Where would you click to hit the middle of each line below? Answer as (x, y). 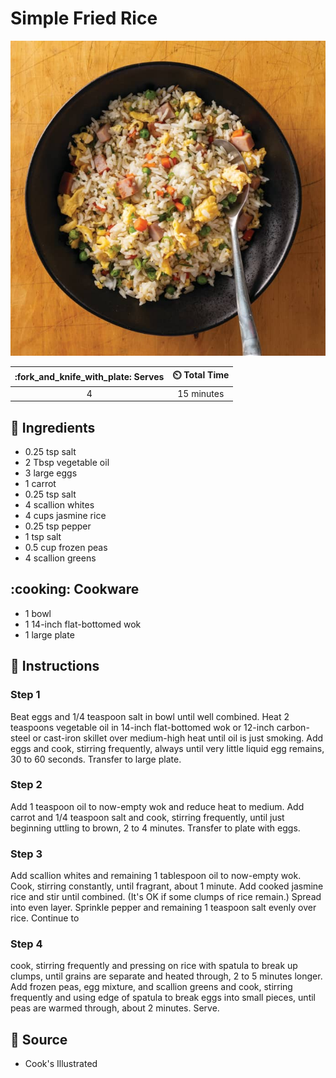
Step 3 (26, 854)
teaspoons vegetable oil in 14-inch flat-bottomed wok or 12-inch (142, 727)
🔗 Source (39, 1039)
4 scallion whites (59, 505)
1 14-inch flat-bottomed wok (83, 624)
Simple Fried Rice (84, 18)
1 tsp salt (43, 536)
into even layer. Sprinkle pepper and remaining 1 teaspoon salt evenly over (163, 908)
